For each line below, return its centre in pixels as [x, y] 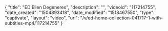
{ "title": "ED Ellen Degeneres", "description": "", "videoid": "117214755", [80, 7]
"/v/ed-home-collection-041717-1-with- [122, 18]
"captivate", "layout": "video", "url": [42, 18]
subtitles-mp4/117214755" [32, 23]
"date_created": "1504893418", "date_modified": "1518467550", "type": [80, 12]
